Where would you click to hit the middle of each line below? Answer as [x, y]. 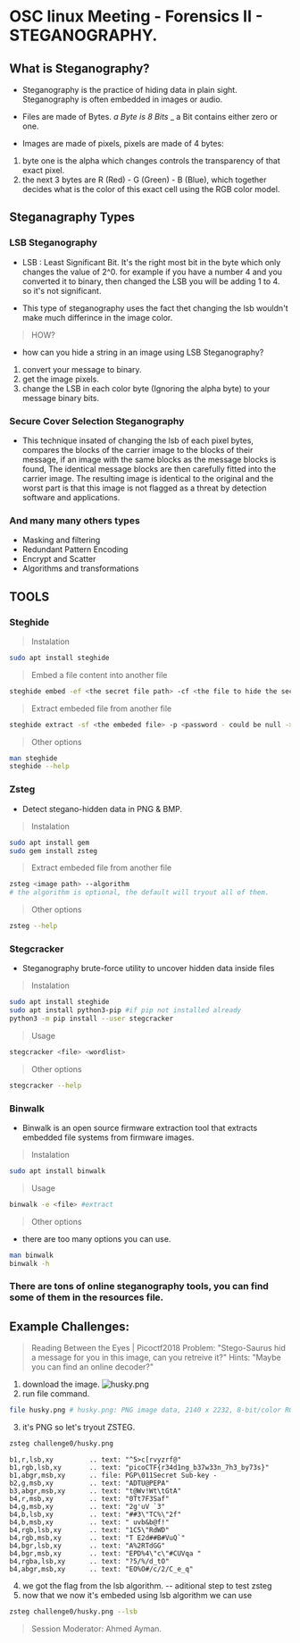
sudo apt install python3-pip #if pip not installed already [125, 1010]
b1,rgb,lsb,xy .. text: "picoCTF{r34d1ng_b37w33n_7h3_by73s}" [139, 1467]
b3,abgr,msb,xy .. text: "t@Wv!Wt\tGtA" [95, 1491]
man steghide [33, 758]
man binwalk [31, 1255]
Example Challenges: [69, 1326]
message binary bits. [61, 398]
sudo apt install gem [50, 842]
